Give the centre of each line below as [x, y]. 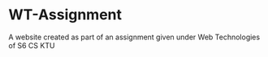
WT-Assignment [65, 15]
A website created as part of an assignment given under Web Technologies [134, 37]
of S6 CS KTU [32, 45]
